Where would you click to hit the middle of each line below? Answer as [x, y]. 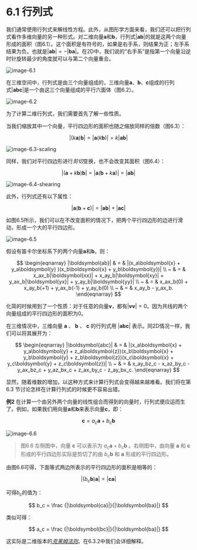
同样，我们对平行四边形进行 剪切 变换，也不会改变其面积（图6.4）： [86, 161]
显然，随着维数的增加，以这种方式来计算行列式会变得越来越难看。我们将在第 [98, 382]
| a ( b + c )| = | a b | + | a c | [98, 208]
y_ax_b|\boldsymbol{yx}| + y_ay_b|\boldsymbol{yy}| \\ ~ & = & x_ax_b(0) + [98, 281]
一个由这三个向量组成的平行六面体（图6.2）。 [83, 90]
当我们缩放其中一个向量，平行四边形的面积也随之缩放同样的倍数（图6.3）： [96, 126]
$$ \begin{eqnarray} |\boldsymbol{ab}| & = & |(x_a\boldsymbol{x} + [98, 263]
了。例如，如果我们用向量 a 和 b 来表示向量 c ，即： [65, 409]
